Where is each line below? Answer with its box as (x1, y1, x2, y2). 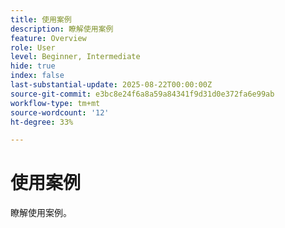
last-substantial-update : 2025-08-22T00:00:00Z (10, 80, 213, 90)
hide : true (10, 61, 56, 71)
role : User (10, 42, 56, 53)
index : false (10, 71, 65, 81)
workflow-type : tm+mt (10, 98, 101, 108)
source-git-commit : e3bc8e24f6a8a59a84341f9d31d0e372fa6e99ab (10, 89, 275, 99)
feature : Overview (10, 33, 87, 43)
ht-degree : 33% (10, 117, 74, 127)
